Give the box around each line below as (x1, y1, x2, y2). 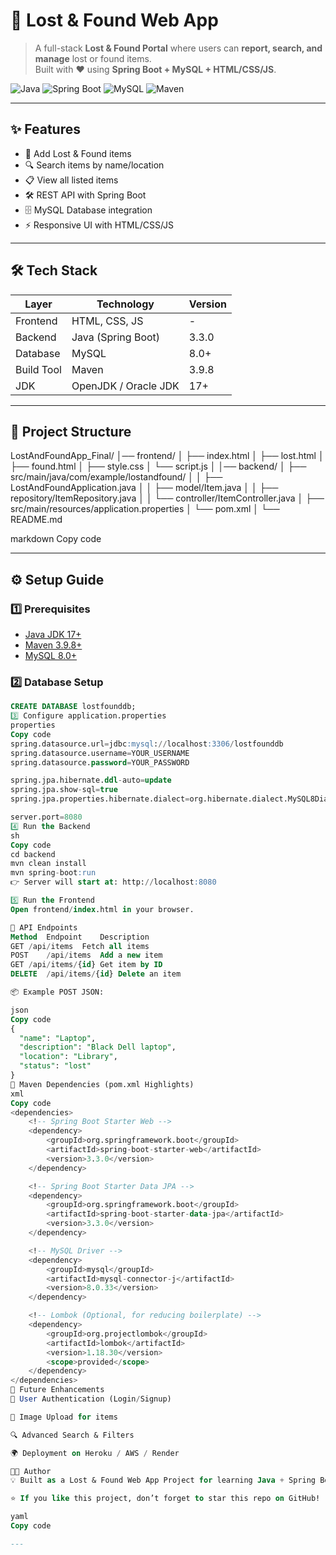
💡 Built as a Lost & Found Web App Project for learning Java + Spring (10, 1475, 317, 1486)
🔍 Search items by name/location (24, 159, 165, 171)
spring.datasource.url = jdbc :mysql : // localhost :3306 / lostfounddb (10, 739, 284, 749)
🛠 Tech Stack (10, 262, 98, 279)
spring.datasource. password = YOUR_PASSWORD (10, 757, 190, 768)
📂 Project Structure (10, 423, 132, 440)
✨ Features (10, 121, 81, 138)
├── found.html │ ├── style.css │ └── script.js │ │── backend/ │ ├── (10, 460, 307, 473)
